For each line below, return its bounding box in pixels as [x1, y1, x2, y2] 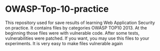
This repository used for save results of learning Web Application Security [5, 20, 155, 25]
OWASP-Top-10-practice [5, 3, 109, 15]
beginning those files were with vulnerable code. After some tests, [5, 30, 140, 36]
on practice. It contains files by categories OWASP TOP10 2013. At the [5, 25, 147, 30]
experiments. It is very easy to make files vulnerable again [5, 40, 123, 46]
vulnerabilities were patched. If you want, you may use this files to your [5, 35, 150, 41]
